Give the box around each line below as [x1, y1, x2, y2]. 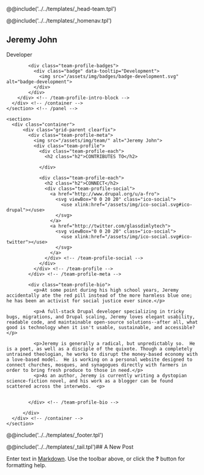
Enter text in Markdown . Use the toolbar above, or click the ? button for [6, 455, 185, 462]
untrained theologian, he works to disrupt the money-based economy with [6, 351, 199, 357]
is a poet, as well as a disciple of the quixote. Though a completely [6, 346, 192, 352]
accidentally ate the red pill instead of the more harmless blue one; [6, 292, 192, 299]
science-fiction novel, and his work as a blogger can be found [6, 378, 173, 384]
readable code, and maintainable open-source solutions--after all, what [6, 319, 199, 325]
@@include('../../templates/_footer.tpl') [6, 431, 104, 438]
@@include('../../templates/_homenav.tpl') [6, 17, 112, 24]
